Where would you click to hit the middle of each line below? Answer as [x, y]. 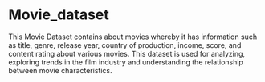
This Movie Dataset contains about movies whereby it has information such [133, 37]
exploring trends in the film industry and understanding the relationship [126, 62]
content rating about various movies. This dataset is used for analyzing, [127, 53]
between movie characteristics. [60, 70]
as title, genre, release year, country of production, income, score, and [125, 45]
